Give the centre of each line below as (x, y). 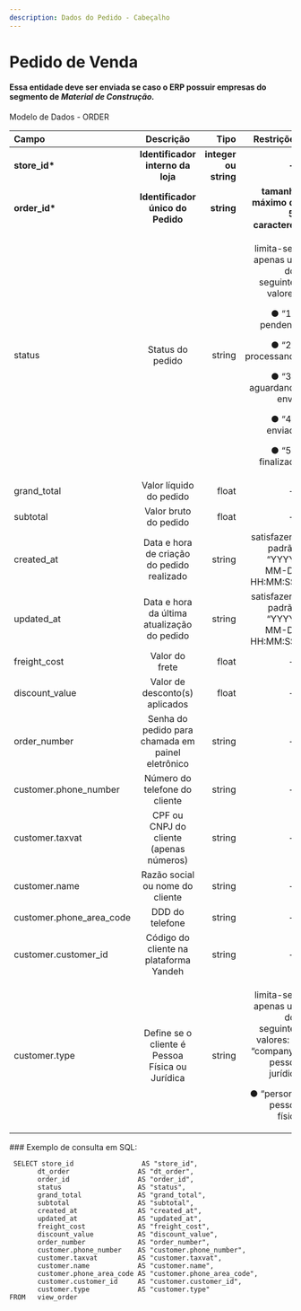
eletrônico (168, 764)
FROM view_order (43, 1298)
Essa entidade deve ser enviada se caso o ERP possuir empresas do (138, 87)
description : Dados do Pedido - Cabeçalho (90, 18)
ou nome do (168, 886)
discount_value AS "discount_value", (128, 1235)
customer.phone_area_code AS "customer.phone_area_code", (147, 1274)
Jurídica (168, 1078)
